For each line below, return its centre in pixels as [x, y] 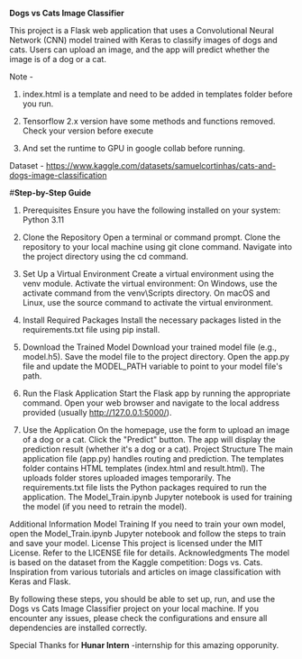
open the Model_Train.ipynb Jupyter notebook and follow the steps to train [148, 534]
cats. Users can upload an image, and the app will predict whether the [140, 50]
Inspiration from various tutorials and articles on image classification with [145, 572]
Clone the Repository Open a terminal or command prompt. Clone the [151, 237]
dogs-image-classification [58, 175]
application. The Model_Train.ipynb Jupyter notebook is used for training [157, 497]
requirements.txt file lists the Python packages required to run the [145, 487]
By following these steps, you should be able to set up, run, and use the [142, 599]
